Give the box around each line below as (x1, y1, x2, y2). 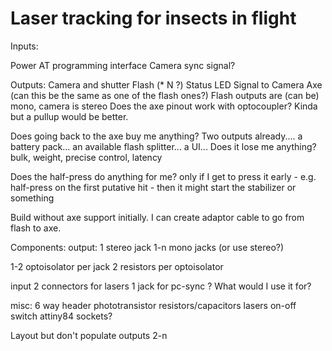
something (10, 192, 55, 204)
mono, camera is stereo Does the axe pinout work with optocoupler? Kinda (10, 100, 318, 112)
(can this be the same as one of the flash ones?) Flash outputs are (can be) (10, 89, 320, 101)
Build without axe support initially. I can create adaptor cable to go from (10, 211, 305, 223)
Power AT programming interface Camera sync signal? (10, 59, 236, 71)
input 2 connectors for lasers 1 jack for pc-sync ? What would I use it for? (10, 280, 312, 292)
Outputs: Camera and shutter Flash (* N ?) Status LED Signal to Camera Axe (10, 78, 323, 91)
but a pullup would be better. (10, 110, 129, 122)
